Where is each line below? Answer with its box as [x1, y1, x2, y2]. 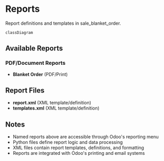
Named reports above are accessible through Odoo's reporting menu [12, 134, 159, 140]
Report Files [5, 86, 45, 95]
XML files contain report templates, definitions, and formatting [12, 145, 145, 151]
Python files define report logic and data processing [12, 139, 123, 146]
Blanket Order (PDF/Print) [12, 71, 68, 77]
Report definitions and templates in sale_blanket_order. [5, 20, 121, 26]
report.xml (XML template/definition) [12, 100, 91, 106]
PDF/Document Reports [5, 60, 66, 67]
